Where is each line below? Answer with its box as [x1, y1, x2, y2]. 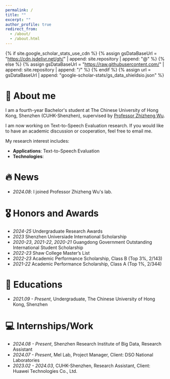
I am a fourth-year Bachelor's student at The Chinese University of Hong [5, 107, 159, 113]
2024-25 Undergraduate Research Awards [12, 228, 103, 234]
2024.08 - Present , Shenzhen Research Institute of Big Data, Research [12, 340, 162, 347]
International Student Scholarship [12, 244, 83, 251]
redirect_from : [5, 27, 38, 32]
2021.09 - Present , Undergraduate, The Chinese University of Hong [12, 296, 155, 302]
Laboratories [12, 357, 40, 363]
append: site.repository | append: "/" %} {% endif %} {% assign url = [5, 66, 151, 72]
